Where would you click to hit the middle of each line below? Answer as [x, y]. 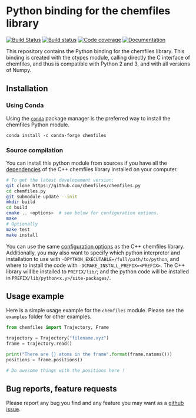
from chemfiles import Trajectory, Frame [58, 328]
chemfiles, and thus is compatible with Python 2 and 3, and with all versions [98, 64]
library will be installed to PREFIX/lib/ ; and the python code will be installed [98, 271]
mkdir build [21, 202]
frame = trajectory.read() [39, 344]
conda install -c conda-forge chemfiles [57, 135]
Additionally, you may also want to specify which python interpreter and [93, 253]
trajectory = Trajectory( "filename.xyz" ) [58, 338]
